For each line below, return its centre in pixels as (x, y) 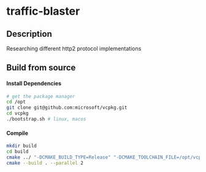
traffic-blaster (43, 11)
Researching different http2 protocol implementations (74, 48)
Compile (17, 133)
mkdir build (21, 146)
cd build (17, 152)
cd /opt (16, 102)
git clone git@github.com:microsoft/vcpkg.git (67, 108)
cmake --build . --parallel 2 (45, 163)
